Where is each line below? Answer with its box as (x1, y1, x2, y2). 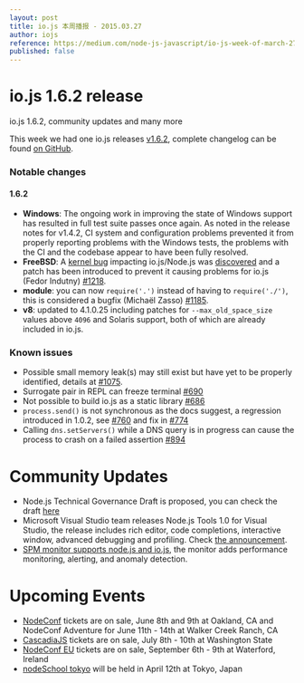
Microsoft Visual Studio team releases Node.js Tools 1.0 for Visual (22, 515, 268, 526)
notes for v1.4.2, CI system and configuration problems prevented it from (22, 227, 294, 238)
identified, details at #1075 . (22, 377, 124, 388)
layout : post (9, 13, 59, 23)
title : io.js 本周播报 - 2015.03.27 (9, 22, 142, 31)
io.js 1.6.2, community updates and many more (9, 116, 183, 127)
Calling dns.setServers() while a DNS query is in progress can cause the (22, 425, 295, 436)
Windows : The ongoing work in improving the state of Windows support (22, 208, 292, 219)
